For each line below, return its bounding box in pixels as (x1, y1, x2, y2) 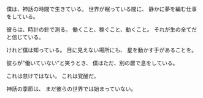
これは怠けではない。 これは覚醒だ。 (6, 72, 99, 79)
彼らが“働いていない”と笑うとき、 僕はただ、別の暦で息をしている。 (6, 60, 178, 66)
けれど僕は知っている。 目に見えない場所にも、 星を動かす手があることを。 (6, 46, 197, 54)
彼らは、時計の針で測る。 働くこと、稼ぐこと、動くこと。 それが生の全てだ (6, 26, 197, 33)
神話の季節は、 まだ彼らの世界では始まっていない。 (6, 85, 137, 93)
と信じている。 (6, 33, 44, 41)
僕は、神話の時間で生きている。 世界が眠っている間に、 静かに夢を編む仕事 (6, 5, 197, 12)
